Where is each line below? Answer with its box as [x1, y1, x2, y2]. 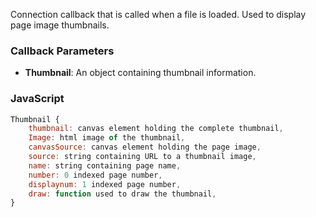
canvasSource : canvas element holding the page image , [28, 142, 262, 153]
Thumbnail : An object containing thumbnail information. [24, 67, 257, 79]
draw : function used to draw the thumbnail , [28, 189, 217, 199]
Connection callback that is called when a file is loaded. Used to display [10, 9, 307, 20]
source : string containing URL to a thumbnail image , [28, 152, 257, 162]
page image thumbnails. [10, 19, 110, 31]
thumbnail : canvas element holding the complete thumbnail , [28, 124, 284, 134]
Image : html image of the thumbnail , [28, 133, 186, 143]
